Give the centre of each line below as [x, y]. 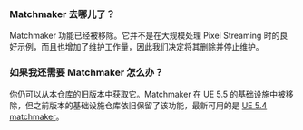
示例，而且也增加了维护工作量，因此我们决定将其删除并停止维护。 [140, 47]
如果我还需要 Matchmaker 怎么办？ [87, 72]
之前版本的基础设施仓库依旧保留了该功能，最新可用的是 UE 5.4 [150, 105]
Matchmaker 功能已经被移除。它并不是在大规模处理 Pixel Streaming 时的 [145, 36]
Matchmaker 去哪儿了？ [63, 14]
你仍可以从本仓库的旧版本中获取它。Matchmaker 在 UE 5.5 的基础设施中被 [147, 94]
